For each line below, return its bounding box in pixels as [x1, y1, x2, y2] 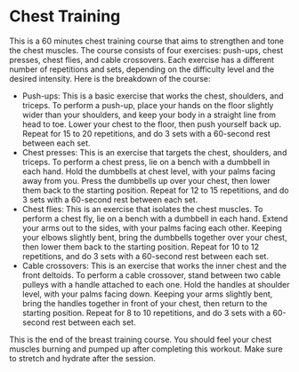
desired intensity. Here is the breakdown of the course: [9, 73, 211, 83]
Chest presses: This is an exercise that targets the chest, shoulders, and [21, 146, 287, 157]
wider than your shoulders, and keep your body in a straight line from [21, 109, 277, 120]
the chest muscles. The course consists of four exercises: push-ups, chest [9, 44, 284, 55]
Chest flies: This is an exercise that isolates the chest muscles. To [21, 203, 264, 214]
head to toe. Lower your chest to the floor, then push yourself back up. [21, 118, 282, 130]
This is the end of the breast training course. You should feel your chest [9, 334, 272, 344]
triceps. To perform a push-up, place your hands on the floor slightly [21, 99, 274, 110]
